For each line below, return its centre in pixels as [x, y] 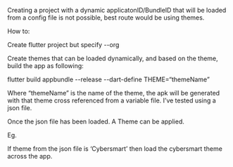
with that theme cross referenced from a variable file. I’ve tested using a [112, 100]
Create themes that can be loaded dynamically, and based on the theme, [113, 58]
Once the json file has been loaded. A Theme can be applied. [96, 121]
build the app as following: [46, 66]
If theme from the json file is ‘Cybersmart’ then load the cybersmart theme [115, 149]
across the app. [30, 156]
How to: [19, 31]
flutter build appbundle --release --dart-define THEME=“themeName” [108, 79]
